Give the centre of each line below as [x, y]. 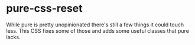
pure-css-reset [44, 8]
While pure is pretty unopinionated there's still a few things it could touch [95, 25]
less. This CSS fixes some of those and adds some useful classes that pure [97, 30]
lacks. [13, 37]
